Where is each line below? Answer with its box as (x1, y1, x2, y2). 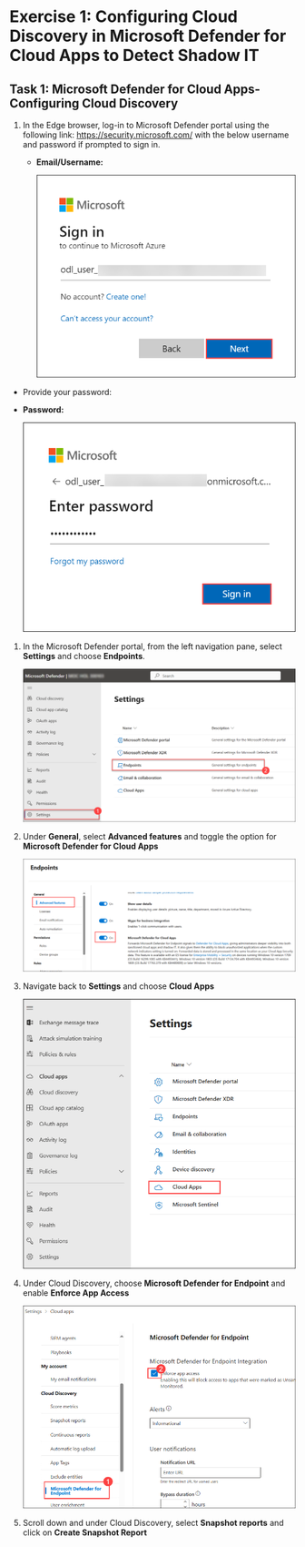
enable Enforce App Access (22, 1287, 130, 1298)
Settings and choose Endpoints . (22, 650, 145, 661)
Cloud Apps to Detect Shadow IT (9, 46, 260, 66)
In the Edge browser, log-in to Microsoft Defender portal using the (22, 120, 270, 130)
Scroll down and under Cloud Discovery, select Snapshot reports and (22, 1518, 284, 1529)
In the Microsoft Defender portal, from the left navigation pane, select (22, 640, 283, 652)
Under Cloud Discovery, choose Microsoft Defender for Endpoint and (22, 1277, 286, 1288)
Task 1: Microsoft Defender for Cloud (9, 81, 222, 97)
